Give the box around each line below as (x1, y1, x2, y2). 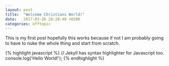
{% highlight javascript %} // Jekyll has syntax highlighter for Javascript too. (5, 50, 164, 56)
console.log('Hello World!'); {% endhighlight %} (5, 55, 105, 61)
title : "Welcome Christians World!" (5, 12, 85, 17)
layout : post (5, 7, 33, 12)
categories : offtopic (5, 21, 51, 26)
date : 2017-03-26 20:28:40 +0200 (5, 16, 80, 21)
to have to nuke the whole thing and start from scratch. (5, 40, 120, 46)
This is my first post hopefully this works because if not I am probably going (5, 35, 164, 41)
